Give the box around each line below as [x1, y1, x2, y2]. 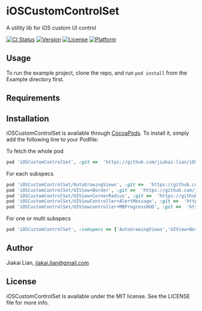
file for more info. [6, 299, 49, 306]
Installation [6, 113, 49, 124]
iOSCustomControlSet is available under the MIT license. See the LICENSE [6, 292, 191, 300]
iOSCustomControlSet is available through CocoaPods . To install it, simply [6, 129, 189, 137]
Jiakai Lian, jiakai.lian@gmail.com [6, 259, 89, 266]
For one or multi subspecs [6, 215, 71, 222]
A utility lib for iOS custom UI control [6, 24, 96, 31]
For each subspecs [6, 170, 54, 177]
